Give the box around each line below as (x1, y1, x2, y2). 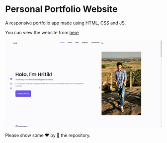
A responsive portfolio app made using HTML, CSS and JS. (5, 20, 126, 26)
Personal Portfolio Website (5, 3, 118, 15)
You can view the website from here (5, 29, 79, 35)
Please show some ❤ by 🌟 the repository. (5, 133, 91, 139)
